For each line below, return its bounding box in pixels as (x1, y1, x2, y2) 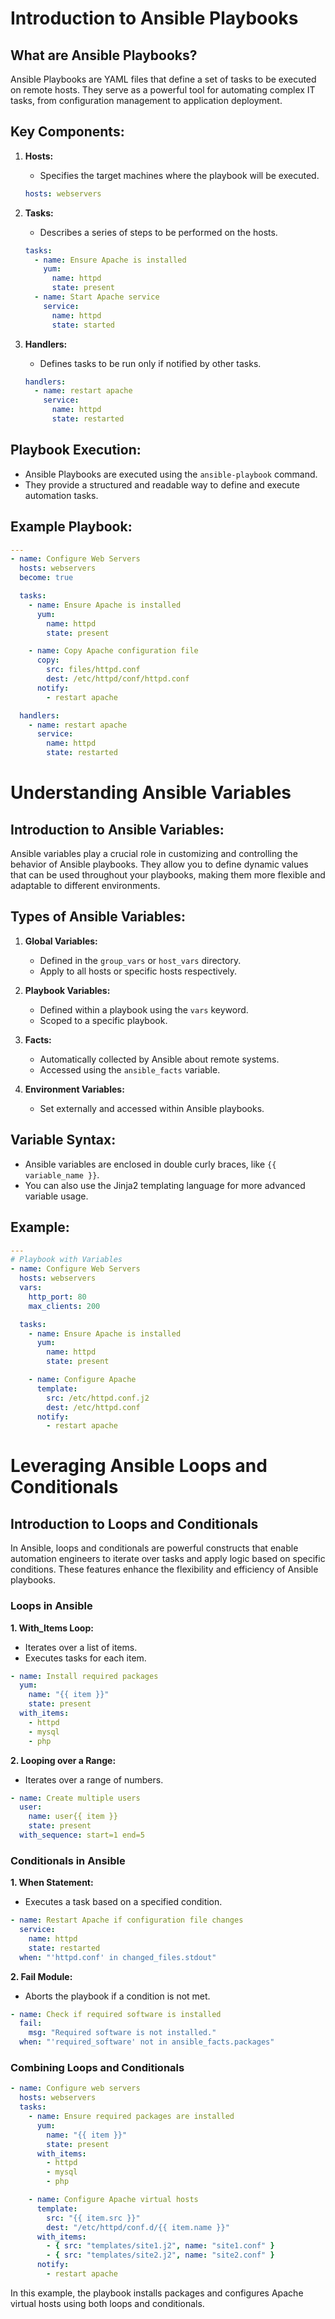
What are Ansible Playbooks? (10, 47, 198, 64)
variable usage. (24, 1190, 89, 1202)
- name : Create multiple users (10, 1793, 141, 1803)
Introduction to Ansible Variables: (10, 821, 225, 838)
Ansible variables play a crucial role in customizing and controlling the (10, 848, 298, 860)
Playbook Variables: (24, 984, 111, 996)
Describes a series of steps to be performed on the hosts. (39, 226, 278, 238)
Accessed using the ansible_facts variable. (39, 1063, 221, 1076)
